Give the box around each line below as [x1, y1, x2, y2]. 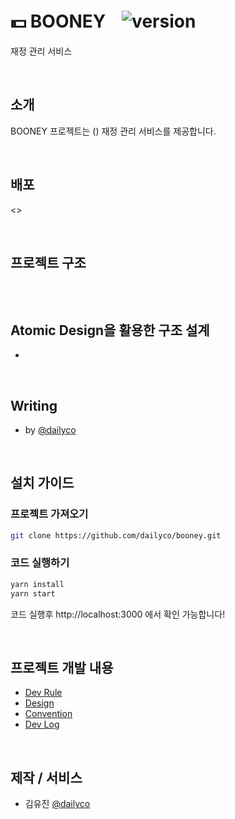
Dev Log [24, 718, 60, 731]
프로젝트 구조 [10, 254, 87, 271]
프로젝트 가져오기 [10, 507, 89, 521]
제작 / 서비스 [10, 769, 83, 786]
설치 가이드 [10, 475, 75, 492]
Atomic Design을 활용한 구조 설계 [10, 322, 210, 339]
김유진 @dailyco [24, 798, 91, 810]
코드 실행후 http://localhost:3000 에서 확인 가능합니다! [10, 608, 226, 620]
